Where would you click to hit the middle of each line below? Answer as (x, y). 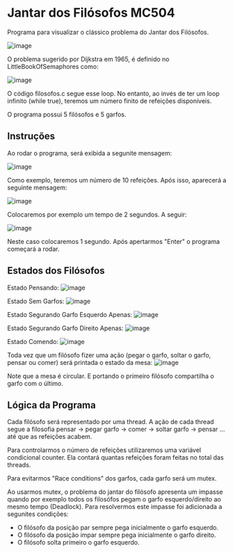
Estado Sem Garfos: (36, 301)
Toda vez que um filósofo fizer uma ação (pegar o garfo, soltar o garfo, (109, 355)
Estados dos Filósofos (56, 271)
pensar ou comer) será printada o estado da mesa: (80, 362)
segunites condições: (38, 514)
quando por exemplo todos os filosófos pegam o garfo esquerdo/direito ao (114, 499)
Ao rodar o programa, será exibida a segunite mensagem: (90, 153)
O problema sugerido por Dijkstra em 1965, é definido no (88, 59)
